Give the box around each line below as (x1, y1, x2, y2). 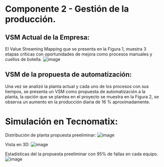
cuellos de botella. (5, 56, 42, 62)
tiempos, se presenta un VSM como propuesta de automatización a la (5, 89, 146, 94)
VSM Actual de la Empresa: (5, 33, 90, 41)
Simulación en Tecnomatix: (5, 116, 118, 127)
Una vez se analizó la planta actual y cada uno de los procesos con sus (5, 83, 149, 89)
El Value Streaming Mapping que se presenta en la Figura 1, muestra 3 (5, 46, 147, 52)
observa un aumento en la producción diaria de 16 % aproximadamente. (5, 99, 150, 105)
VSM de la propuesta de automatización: (5, 71, 132, 79)
